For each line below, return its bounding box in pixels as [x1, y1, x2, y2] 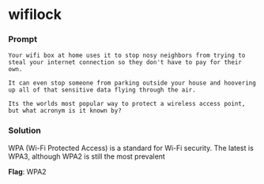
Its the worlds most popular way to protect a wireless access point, [8, 100, 246, 108]
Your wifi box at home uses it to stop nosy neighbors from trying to [8, 51, 246, 60]
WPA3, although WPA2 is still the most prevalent [8, 152, 166, 161]
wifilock [8, 6, 62, 24]
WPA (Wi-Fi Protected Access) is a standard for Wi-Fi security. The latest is [8, 143, 255, 152]
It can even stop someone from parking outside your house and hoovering [8, 79, 257, 88]
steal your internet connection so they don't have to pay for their [8, 58, 243, 66]
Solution [8, 125, 42, 136]
